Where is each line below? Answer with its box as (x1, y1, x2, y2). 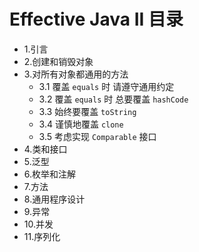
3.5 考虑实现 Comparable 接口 (38, 130, 157, 142)
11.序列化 (23, 230, 61, 242)
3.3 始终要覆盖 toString (38, 105, 137, 117)
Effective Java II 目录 (9, 8, 184, 31)
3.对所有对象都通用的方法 (23, 68, 129, 80)
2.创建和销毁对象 (23, 55, 94, 67)
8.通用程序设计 (23, 193, 86, 205)
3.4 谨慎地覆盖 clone (38, 118, 124, 130)
